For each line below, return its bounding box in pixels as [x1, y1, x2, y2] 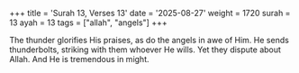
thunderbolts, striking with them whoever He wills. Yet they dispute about [9, 44, 282, 55]
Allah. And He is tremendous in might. [9, 54, 149, 64]
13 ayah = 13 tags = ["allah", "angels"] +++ [9, 17, 168, 28]
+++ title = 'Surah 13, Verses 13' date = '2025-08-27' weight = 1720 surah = [9, 8, 291, 18]
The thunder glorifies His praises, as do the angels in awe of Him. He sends [9, 35, 290, 45]
